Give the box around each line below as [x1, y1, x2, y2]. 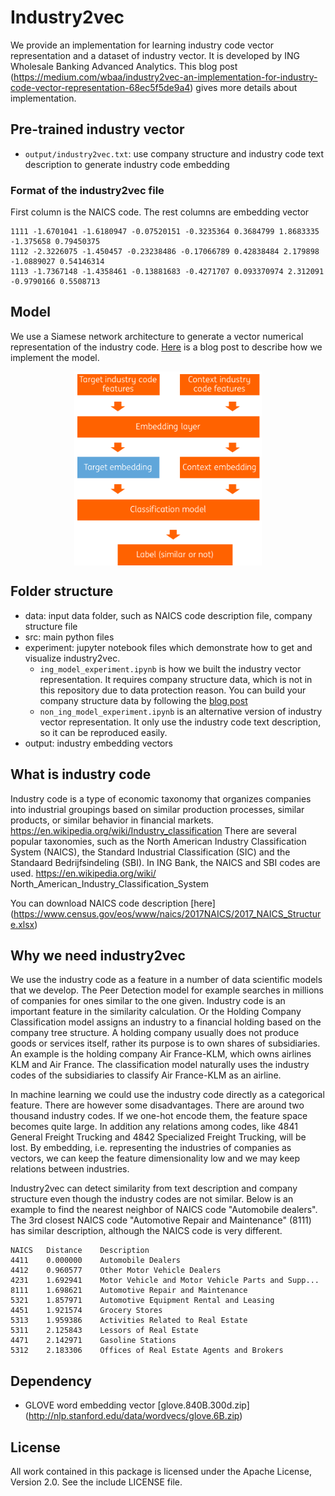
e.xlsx [10, 918, 35, 930]
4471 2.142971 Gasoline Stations [10, 1336, 177, 1346]
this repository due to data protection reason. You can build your [39, 684, 307, 696]
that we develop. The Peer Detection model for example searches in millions [10, 984, 324, 996]
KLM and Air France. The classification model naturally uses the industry [10, 1059, 310, 1071]
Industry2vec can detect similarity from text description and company [10, 1182, 298, 1195]
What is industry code [10, 766, 152, 783]
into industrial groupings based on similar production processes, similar [10, 803, 305, 815]
